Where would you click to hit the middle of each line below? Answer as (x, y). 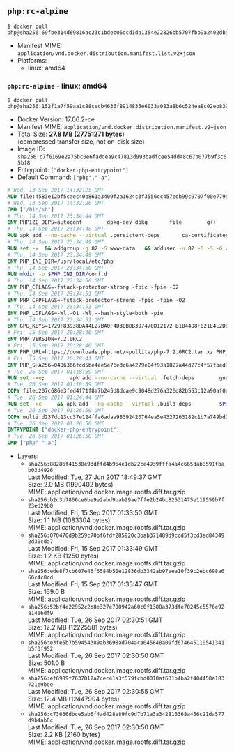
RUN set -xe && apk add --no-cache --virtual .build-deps (99, 404)
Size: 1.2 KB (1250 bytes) (63, 556)
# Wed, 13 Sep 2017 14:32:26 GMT (56, 203)
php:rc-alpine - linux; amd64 (57, 86)
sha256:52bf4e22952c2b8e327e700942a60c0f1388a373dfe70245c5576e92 (126, 607)
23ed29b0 (40, 506)
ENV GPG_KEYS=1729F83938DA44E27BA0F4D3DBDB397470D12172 (90, 326)
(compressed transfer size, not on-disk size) (81, 142)
